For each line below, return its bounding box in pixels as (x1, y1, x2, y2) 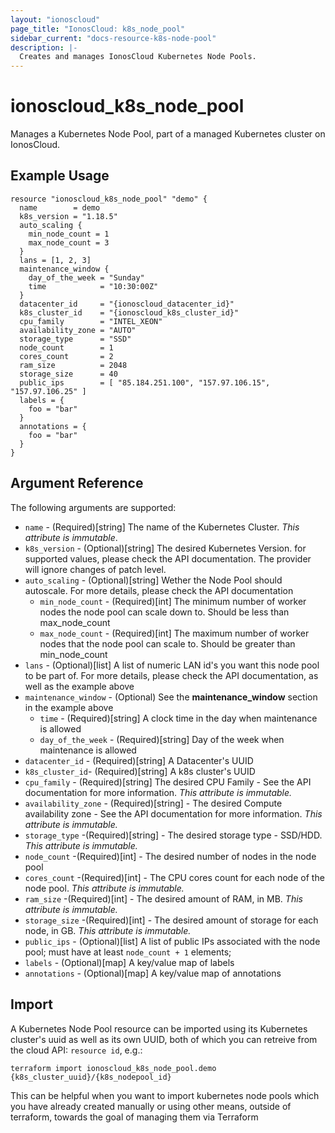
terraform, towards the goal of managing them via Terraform (10, 1111, 259, 1123)
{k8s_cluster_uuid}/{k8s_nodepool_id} (10, 1072, 172, 1082)
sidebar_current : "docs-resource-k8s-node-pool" (10, 33, 217, 43)
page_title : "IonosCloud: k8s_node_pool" (10, 24, 186, 34)
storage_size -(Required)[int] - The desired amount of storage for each (24, 914, 319, 926)
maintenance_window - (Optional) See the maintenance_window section (24, 691, 318, 703)
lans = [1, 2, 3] (19, 255, 92, 265)
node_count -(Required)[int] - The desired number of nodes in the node (24, 850, 317, 862)
